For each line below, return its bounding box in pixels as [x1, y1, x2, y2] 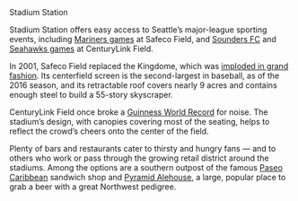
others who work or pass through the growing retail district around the [9, 153, 269, 163]
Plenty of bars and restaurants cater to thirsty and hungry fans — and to [9, 144, 276, 153]
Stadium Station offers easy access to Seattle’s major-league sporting [9, 24, 267, 35]
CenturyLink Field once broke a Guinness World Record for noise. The [9, 107, 268, 118]
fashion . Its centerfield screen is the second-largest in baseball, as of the [9, 70, 280, 81]
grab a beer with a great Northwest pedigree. [9, 181, 177, 192]
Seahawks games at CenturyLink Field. [9, 43, 154, 54]
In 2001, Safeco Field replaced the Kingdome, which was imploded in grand [9, 61, 289, 71]
